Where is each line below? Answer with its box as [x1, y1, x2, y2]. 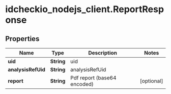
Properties [5, 34, 40, 43]
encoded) [70, 81, 94, 87]
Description [88, 50, 118, 56]
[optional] [139, 77, 163, 84]
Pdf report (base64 [70, 74, 117, 81]
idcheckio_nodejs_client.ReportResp [5, 4, 164, 15]
